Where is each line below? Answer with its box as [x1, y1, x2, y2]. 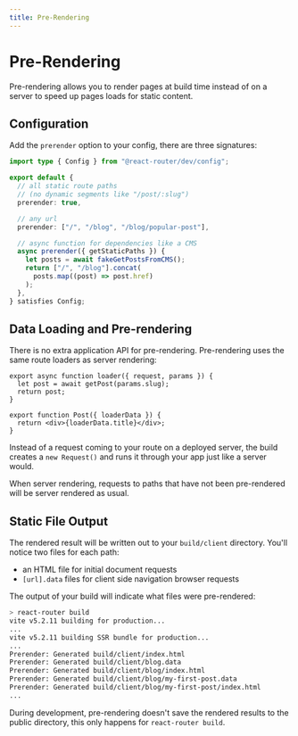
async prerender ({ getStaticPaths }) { [17, 247, 166, 256]
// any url [17, 214, 58, 223]
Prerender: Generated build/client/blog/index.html [9, 666, 205, 675]
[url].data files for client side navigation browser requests [21, 574, 239, 584]
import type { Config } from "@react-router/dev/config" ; [9, 157, 229, 166]
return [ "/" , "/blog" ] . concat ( [25, 264, 142, 273]
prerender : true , [17, 198, 82, 207]
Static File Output [9, 514, 109, 529]
